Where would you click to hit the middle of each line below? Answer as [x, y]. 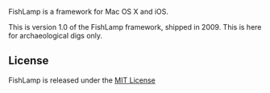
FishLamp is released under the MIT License [82, 80]
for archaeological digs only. [56, 36]
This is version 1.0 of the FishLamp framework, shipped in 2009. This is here [135, 27]
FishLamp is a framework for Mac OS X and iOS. [89, 12]
